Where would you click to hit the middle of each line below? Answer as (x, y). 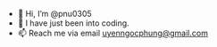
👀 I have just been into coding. (73, 23)
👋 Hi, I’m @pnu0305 (54, 14)
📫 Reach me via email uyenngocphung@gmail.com (113, 33)
